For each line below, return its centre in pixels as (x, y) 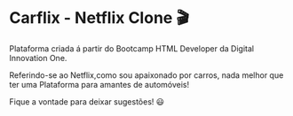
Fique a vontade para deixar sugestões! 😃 (87, 101)
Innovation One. (38, 58)
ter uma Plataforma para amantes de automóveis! (99, 84)
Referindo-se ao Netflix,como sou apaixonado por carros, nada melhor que (146, 75)
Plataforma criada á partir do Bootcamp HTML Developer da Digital (132, 48)
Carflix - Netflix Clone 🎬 (99, 18)
